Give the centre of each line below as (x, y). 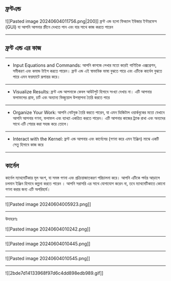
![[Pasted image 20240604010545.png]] (48, 259)
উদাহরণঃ (11, 219)
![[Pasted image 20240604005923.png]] (48, 205)
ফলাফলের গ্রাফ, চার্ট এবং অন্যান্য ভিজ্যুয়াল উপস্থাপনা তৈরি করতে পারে (61, 97)
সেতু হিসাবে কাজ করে (28, 144)
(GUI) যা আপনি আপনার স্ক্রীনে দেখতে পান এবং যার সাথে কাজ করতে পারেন (59, 27)
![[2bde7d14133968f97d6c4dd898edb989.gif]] (54, 273)
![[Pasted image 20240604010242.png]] (48, 229)
